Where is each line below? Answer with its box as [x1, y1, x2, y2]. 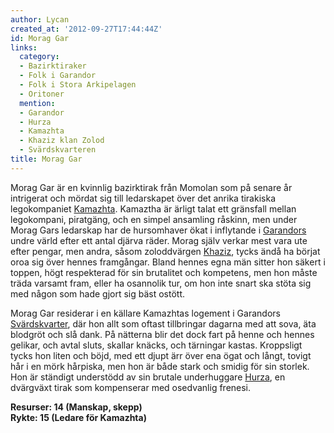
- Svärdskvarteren [19, 145, 97, 155]
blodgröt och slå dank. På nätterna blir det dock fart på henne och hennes [10, 328, 315, 340]
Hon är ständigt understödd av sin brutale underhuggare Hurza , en [10, 371, 286, 383]
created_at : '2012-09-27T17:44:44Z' [10, 24, 163, 34]
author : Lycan [10, 14, 70, 25]
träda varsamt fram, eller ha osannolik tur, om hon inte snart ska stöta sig [10, 277, 312, 289]
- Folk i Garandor [19, 71, 97, 81]
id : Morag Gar [10, 33, 70, 43]
